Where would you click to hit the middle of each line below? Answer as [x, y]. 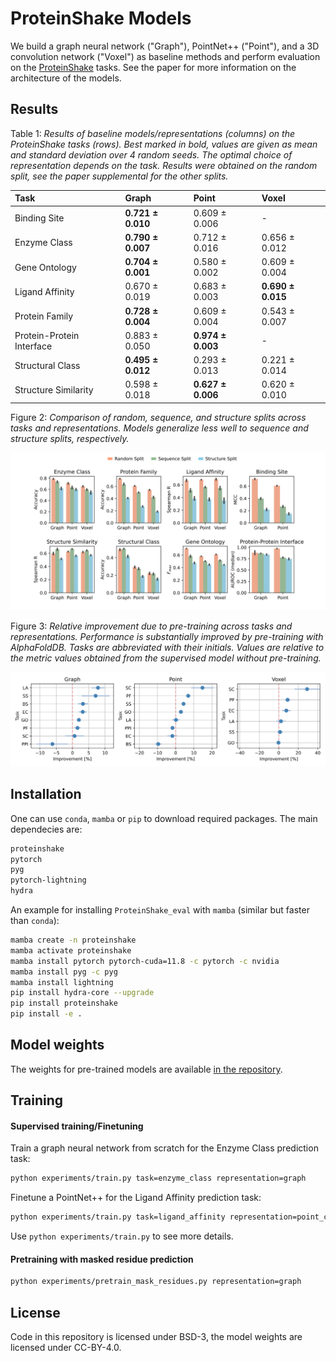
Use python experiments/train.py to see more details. [122, 1236]
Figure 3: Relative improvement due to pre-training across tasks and [151, 626]
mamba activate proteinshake [71, 950]
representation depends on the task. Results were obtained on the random [164, 165]
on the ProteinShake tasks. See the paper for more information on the [153, 67]
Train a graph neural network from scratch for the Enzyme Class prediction [164, 1148]
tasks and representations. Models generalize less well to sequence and [159, 428]
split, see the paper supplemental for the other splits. [119, 176]
